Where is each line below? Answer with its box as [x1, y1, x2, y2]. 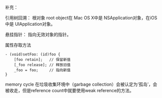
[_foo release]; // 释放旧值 [14, 62, 71, 67]
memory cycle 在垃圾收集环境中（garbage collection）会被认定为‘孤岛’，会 [5, 81, 158, 87]
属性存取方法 [5, 42, 31, 48]
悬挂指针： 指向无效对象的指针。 [5, 32, 71, 37]
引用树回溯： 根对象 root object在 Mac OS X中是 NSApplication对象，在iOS [5, 15, 158, 21]
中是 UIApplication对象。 [5, 21, 56, 27]
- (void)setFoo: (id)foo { [5, 52, 61, 57]
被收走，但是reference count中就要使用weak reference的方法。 [5, 88, 134, 93]
